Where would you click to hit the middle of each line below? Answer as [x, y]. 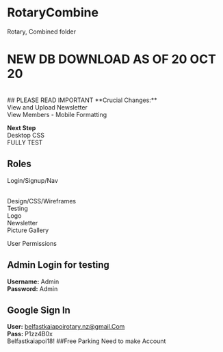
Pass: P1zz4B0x [30, 334]
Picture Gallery [28, 230]
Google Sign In [39, 310]
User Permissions [32, 243]
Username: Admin [33, 281]
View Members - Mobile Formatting [57, 114]
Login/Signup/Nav [32, 180]
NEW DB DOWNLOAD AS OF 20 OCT [112, 59]
